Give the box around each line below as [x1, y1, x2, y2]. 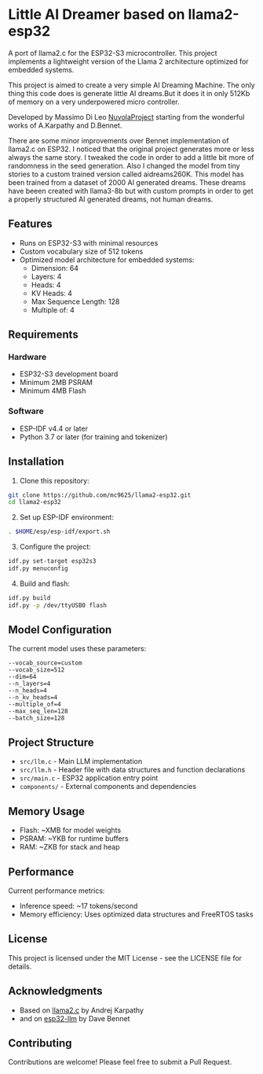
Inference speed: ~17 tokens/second [19, 901, 138, 910]
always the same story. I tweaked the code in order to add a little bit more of [8, 152, 254, 162]
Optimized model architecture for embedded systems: [19, 254, 195, 265]
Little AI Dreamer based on [8, 6, 185, 24]
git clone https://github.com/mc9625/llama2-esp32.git [8, 491, 192, 499]
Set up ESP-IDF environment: [19, 513, 114, 522]
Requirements [8, 328, 79, 342]
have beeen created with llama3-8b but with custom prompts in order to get [8, 186, 254, 195]
